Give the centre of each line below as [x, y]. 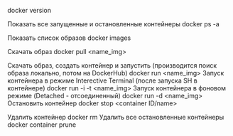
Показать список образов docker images [69, 38]
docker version [29, 10]
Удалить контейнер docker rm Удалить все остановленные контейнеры [116, 117]
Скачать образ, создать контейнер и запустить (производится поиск [112, 66]
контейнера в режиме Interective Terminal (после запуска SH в [102, 80]
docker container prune [42, 125]
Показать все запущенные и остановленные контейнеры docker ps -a [114, 24]
